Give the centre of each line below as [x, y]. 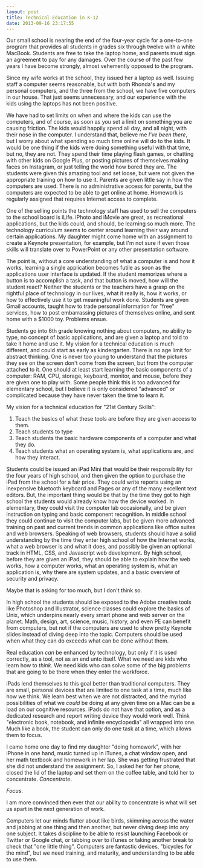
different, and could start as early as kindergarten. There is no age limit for [99, 350]
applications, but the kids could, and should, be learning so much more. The [101, 224]
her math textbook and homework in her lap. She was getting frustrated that [101, 760]
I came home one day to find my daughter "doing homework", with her [94, 747]
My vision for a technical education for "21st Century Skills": [81, 407]
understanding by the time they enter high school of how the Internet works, [101, 540]
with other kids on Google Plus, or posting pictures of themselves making [98, 161]
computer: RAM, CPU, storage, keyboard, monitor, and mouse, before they [99, 376]
